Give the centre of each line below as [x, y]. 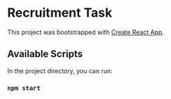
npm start [24, 88]
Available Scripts [45, 54]
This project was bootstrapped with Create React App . [86, 32]
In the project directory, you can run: [60, 70]
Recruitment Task [60, 13]
